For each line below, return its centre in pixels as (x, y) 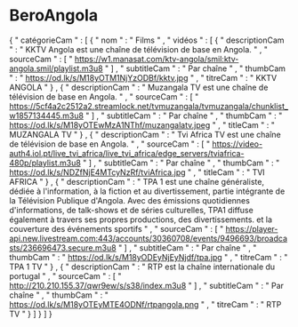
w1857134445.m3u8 (47, 116)
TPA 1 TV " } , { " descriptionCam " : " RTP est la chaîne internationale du (142, 267)
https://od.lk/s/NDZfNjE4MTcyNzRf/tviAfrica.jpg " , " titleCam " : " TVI (137, 172)
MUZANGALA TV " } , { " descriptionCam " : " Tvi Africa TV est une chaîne (145, 134)
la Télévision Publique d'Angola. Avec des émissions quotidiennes (130, 200)
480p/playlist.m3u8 (45, 163)
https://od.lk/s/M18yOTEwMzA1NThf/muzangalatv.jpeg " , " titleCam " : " (142, 124)
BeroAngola (54, 16)
